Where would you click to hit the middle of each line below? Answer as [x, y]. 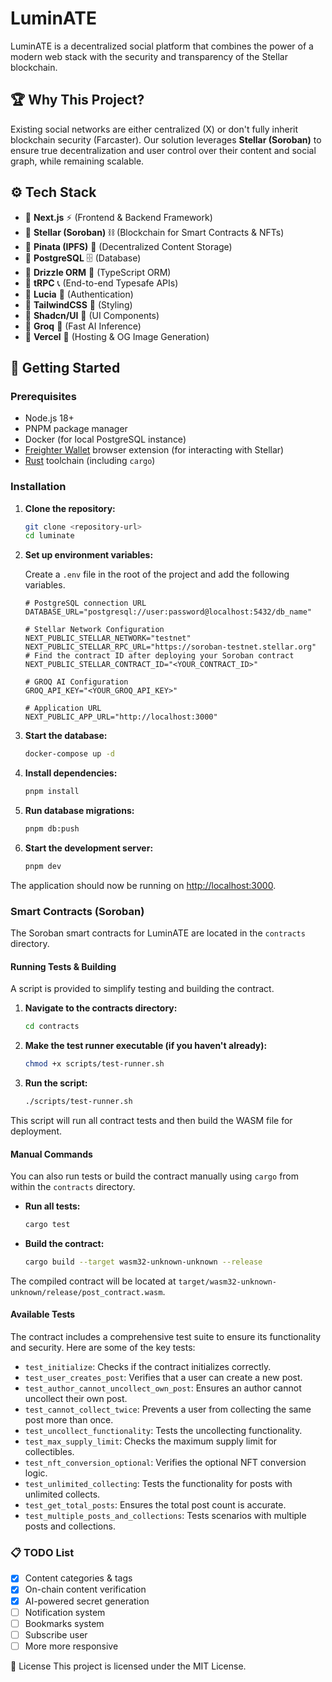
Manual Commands [51, 1154]
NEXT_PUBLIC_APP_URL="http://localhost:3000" [121, 717]
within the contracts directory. [73, 1187]
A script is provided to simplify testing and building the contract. [142, 989]
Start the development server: [89, 848]
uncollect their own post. [76, 1399]
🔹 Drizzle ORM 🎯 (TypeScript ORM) [98, 272]
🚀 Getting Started [65, 367]
